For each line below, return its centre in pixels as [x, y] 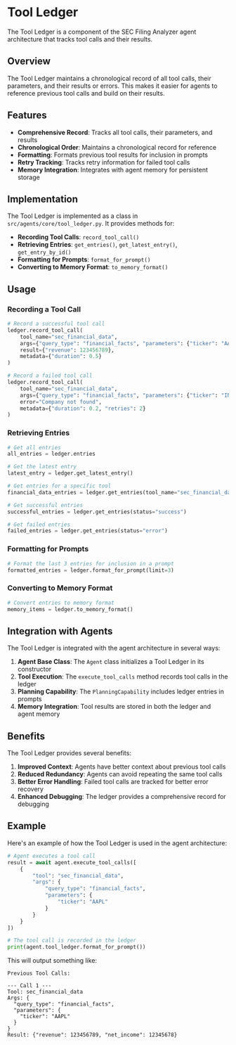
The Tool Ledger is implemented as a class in [73, 216]
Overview [29, 62]
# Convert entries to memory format [61, 603]
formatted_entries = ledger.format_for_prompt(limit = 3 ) [91, 570]
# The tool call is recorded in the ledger [72, 941]
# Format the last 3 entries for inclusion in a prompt [91, 563]
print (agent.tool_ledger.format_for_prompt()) [77, 947]
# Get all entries [34, 447]
